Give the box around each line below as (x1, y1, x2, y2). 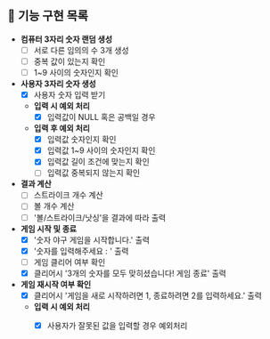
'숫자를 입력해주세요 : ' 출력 (33, 246, 129, 256)
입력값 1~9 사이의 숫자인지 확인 (46, 145, 156, 156)
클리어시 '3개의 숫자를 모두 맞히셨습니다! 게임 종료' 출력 (33, 268, 227, 278)
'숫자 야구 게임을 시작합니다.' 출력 (33, 234, 150, 245)
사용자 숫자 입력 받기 (33, 90, 106, 100)
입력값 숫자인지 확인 (46, 134, 117, 145)
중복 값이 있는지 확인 (33, 56, 106, 67)
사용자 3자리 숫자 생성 (20, 78, 96, 89)
